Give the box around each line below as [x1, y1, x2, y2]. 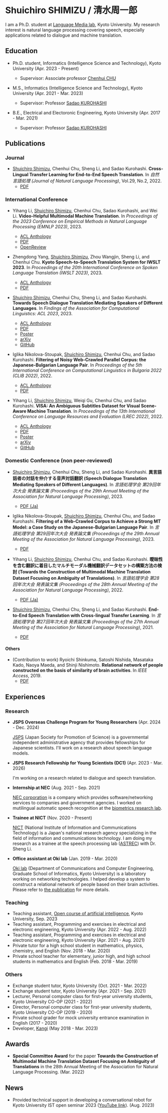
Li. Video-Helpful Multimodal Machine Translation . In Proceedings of [12, 213, 158, 219]
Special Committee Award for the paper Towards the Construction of [12, 1053, 158, 1059]
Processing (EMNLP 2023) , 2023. [12, 223, 82, 229]
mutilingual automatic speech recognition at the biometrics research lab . [12, 805, 162, 811]
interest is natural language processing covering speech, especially [5, 27, 144, 33]
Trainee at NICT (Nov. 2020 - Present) [12, 814, 93, 821]
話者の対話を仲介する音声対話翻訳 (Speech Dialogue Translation [12, 475, 147, 481]
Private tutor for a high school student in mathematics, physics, [12, 942, 143, 949]
